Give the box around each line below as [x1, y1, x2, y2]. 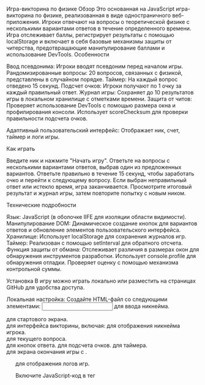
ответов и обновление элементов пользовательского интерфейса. [6, 226, 181, 234]
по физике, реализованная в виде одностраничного [35, 12, 171, 19]
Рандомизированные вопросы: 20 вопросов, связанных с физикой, [6, 69, 183, 76]
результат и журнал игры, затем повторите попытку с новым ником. [6, 189, 186, 197]
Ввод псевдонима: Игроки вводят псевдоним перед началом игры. [6, 63, 184, 70]
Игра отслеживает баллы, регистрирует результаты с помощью [6, 31, 174, 39]
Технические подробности [6, 202, 76, 208]
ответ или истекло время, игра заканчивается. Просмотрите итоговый [6, 183, 192, 190]
